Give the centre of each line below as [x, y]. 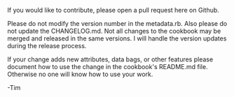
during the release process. [47, 46]
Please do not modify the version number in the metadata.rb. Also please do [117, 23]
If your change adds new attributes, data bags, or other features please [110, 59]
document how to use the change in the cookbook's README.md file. [108, 67]
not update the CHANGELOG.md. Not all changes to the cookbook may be [114, 31]
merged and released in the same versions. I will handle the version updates [117, 38]
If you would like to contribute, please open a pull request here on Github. [113, 10]
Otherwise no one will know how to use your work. [80, 74]
